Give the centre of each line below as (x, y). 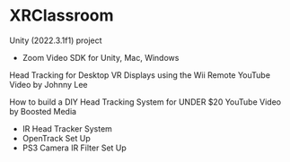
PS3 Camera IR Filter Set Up (75, 148)
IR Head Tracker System (67, 128)
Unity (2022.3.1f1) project (56, 40)
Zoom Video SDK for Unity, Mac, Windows (101, 57)
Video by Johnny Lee (48, 84)
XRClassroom (62, 16)
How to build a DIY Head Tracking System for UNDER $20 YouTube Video (145, 102)
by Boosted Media (43, 111)
